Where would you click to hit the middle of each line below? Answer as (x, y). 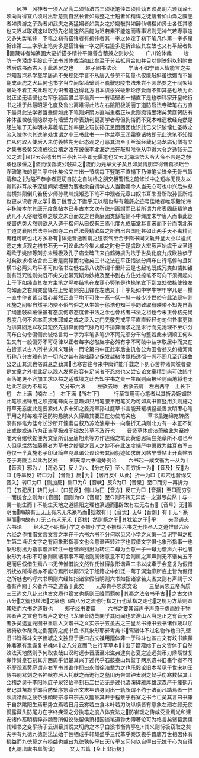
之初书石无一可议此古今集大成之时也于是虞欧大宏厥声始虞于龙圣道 (112, 245)
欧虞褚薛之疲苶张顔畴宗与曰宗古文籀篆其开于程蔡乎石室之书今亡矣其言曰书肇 (99, 697)
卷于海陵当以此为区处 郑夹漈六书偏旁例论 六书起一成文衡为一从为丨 (98, 460)
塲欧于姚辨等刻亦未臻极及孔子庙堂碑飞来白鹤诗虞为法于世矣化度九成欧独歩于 (99, 253)
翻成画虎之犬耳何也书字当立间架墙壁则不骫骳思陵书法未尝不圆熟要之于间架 (97, 83)
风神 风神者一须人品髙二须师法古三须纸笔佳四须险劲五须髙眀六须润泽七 (105, 9)
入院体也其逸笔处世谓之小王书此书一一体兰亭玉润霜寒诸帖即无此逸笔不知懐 (102, 134)
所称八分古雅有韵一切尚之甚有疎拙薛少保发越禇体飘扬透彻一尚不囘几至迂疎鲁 (99, 356)
